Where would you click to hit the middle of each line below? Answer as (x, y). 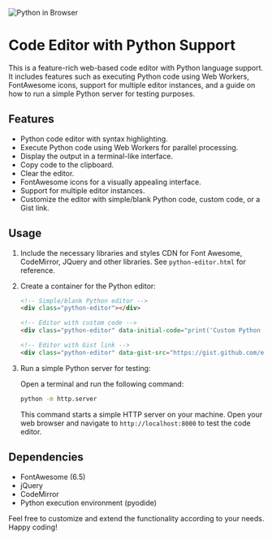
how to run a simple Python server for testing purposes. (102, 93)
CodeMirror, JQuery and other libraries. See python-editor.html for (133, 261)
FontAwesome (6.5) (53, 477)
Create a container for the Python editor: (88, 286)
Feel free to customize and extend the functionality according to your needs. (136, 518)
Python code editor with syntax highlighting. (94, 139)
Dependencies (46, 458)
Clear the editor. (47, 173)
